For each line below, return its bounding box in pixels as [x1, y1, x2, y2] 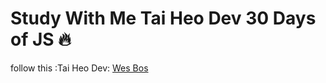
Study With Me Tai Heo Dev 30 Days [10, 7, 317, 30]
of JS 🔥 [10, 28, 72, 51]
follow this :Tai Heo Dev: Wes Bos [10, 62, 149, 74]
